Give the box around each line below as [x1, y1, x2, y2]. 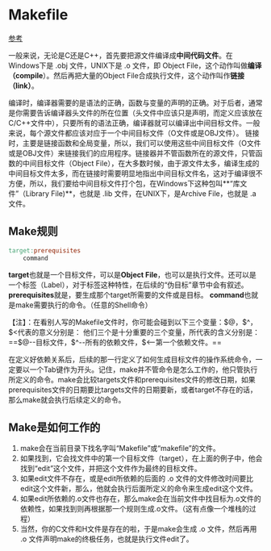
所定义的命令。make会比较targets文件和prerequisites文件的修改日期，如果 [8, 374, 256, 384]
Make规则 [8, 224, 58, 239]
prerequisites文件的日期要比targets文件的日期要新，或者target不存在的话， [8, 385, 257, 394]
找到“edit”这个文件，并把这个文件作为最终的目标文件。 [19, 464, 202, 474]
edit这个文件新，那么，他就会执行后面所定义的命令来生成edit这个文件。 [19, 484, 258, 494]
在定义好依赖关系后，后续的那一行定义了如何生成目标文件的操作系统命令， [8, 354, 256, 364]
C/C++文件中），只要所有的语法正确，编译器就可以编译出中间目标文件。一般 [8, 118, 261, 127]
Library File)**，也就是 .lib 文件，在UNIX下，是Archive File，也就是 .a [25, 188, 256, 198]
